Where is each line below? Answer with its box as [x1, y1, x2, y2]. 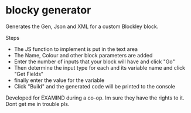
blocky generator [5, 4, 91, 17]
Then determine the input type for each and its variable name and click [13, 64, 186, 71]
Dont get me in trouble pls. [5, 100, 70, 107]
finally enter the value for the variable [13, 77, 105, 84]
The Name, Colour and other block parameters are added [13, 52, 153, 59]
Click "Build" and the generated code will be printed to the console [13, 83, 176, 90]
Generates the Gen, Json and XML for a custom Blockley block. [5, 23, 159, 30]
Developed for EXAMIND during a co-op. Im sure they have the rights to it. [5, 94, 185, 101]
